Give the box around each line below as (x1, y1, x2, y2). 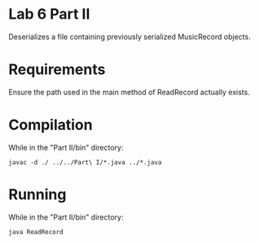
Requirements (8, 60, 106, 79)
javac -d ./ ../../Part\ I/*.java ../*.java (8, 158, 162, 167)
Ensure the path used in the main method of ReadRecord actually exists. (8, 87, 250, 97)
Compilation (8, 115, 93, 134)
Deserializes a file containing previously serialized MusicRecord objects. (8, 32, 251, 41)
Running (8, 185, 67, 203)
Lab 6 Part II (8, 5, 90, 24)
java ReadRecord (8, 228, 64, 236)
